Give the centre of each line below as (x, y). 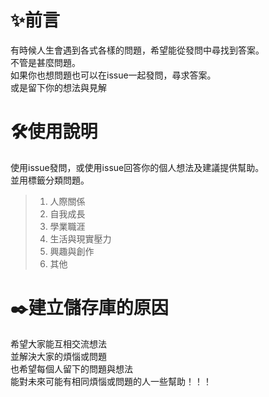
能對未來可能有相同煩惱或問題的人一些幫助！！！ (111, 381)
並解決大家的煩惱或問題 (58, 356)
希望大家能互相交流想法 (58, 343)
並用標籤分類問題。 (50, 180)
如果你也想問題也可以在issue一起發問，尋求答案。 (113, 75)
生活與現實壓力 (80, 238)
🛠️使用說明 (54, 132)
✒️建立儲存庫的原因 (89, 308)
